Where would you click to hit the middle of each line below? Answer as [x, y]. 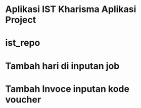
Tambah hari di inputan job [62, 66]
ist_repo [23, 43]
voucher [23, 99]
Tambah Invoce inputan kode [67, 89]
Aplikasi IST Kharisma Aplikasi [71, 9]
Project [21, 20]
